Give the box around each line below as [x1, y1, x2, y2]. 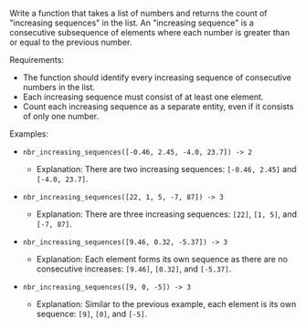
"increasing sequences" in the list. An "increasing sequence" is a [9, 17, 254, 28]
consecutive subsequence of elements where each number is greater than [9, 27, 290, 37]
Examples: [9, 128, 48, 139]
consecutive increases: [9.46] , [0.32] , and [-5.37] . [36, 263, 232, 274]
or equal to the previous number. [9, 36, 132, 47]
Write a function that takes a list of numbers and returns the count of [9, 8, 268, 18]
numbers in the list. [22, 82, 96, 92]
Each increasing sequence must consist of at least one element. [22, 91, 264, 102]
